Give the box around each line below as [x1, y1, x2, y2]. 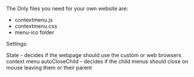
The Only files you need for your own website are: [6, 5, 129, 12]
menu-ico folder [14, 29, 55, 36]
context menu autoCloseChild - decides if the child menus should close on [6, 58, 189, 65]
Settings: [6, 41, 28, 47]
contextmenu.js [14, 16, 53, 23]
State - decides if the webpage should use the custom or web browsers [6, 52, 182, 58]
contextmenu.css [14, 23, 58, 29]
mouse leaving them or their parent [6, 64, 92, 71]
